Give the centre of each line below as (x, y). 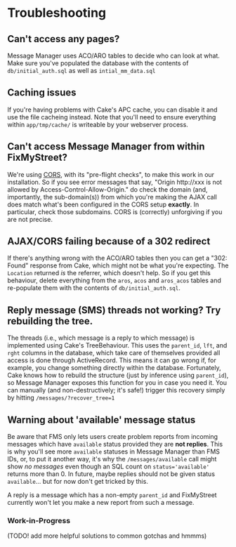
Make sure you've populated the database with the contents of (98, 63)
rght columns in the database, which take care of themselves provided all (114, 353)
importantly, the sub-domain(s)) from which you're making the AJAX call (112, 197)
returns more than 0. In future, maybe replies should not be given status (111, 474)
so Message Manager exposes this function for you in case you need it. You (117, 383)
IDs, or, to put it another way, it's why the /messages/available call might (112, 459)
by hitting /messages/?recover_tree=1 (61, 397)
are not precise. (30, 219)
